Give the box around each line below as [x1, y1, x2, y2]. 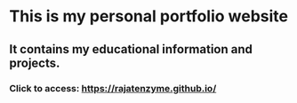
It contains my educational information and [9, 42, 253, 57]
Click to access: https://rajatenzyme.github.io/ [9, 82, 217, 94]
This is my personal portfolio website [9, 6, 289, 27]
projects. [9, 55, 60, 70]
